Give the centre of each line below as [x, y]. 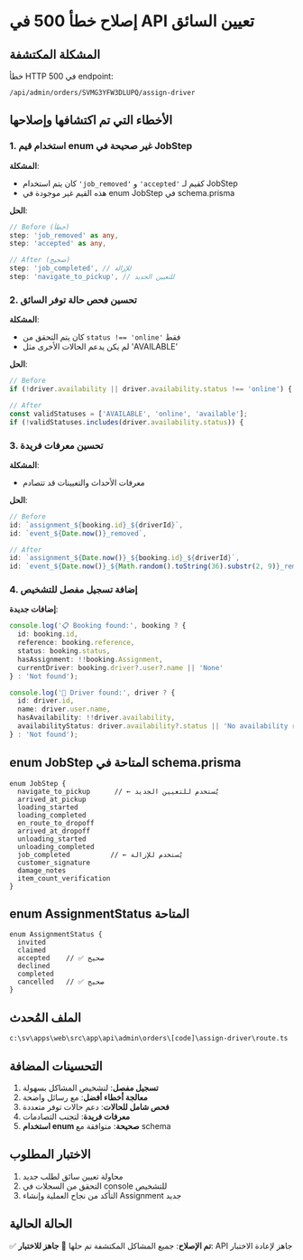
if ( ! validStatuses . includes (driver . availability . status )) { [127, 422]
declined [34, 966]
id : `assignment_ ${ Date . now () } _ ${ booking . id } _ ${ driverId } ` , [125, 558]
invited [32, 943]
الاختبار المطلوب [50, 1155]
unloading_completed [56, 846]
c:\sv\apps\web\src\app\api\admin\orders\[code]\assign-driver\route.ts [149, 1039]
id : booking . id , [48, 634]
